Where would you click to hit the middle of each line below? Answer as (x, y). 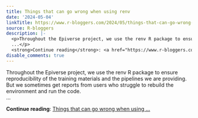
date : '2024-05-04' (30, 17)
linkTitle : (19, 22)
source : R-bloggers (30, 28)
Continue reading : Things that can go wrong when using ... (78, 109)
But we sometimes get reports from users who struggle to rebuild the (90, 85)
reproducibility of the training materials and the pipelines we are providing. (96, 78)
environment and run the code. (44, 91)
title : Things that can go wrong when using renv (68, 12)
